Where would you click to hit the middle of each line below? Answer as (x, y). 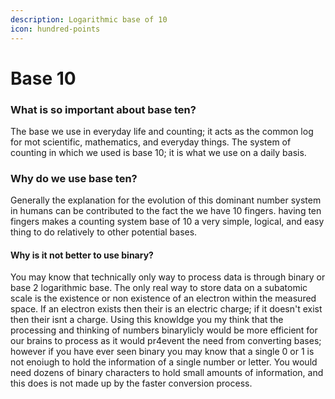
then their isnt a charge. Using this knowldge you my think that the (147, 320)
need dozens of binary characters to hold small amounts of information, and (167, 373)
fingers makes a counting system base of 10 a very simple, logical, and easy (167, 222)
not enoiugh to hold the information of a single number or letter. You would (164, 362)
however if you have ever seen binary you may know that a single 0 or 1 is (162, 352)
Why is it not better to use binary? (82, 255)
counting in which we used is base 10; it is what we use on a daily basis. (158, 152)
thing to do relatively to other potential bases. (104, 232)
